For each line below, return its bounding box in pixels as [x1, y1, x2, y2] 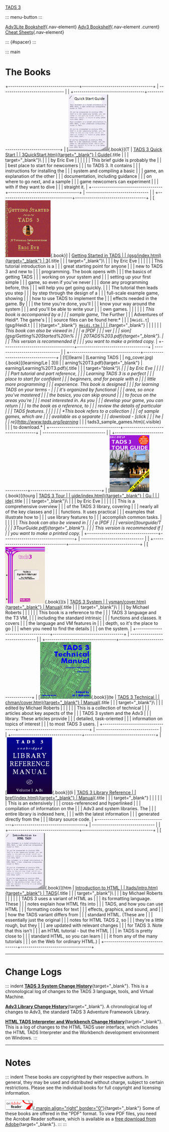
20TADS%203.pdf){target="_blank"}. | [83, 333, 163, 339]
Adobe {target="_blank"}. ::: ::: [5, 1121, 67, 1127]
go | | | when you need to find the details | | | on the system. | [5, 625, 132, 631]
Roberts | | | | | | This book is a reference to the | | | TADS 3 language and [5, 609, 157, 615]
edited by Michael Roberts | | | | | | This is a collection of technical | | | [5, 705, 149, 711]
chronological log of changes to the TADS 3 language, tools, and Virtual [5, 988, 153, 994]
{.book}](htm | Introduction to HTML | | [45, 884, 125, 891]
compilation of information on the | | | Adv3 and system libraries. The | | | [5, 805, 156, 811]
